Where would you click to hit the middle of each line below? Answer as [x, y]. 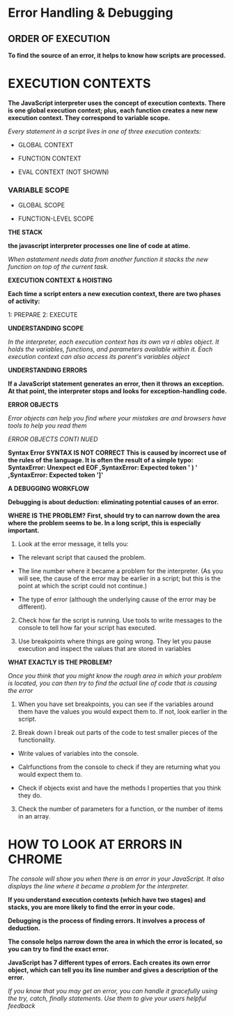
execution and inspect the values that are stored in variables [104, 649]
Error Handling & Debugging [91, 13]
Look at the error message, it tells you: [73, 544]
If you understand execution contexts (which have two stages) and [107, 900]
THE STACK [25, 233]
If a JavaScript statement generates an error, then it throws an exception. [116, 384]
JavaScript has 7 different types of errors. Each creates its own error [109, 963]
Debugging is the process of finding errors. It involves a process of [107, 921]
